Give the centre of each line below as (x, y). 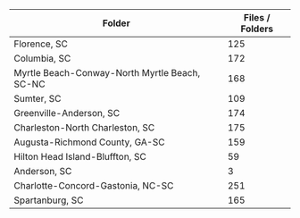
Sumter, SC (37, 99)
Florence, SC (41, 44)
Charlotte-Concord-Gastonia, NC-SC (94, 185)
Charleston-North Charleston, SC (84, 127)
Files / (257, 17)
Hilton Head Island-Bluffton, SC (80, 157)
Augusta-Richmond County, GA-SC (89, 142)
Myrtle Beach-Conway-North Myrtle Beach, (107, 73)
